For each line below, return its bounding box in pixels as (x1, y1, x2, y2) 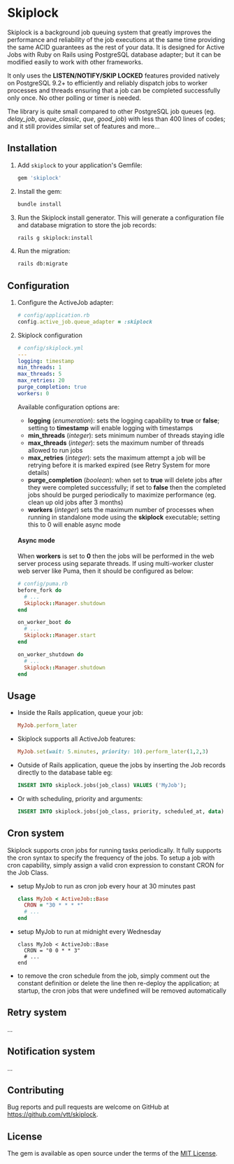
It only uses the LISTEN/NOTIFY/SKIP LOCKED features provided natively (7, 71, 220, 80)
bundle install (17, 201, 62, 208)
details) (27, 468, 50, 476)
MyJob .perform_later (17, 722, 78, 729)
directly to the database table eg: (17, 768, 113, 776)
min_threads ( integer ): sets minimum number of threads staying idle (27, 431, 225, 439)
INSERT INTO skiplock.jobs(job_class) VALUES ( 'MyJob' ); (17, 781, 187, 788)
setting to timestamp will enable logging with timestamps (27, 423, 193, 432)
